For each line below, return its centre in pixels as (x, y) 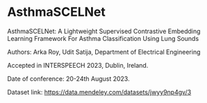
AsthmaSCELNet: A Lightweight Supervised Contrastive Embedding (104, 31)
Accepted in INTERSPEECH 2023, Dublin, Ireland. (78, 65)
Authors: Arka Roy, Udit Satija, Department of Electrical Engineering (104, 52)
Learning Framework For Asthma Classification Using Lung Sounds (103, 38)
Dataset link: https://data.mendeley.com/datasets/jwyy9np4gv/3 (99, 92)
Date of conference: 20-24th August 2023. (68, 78)
